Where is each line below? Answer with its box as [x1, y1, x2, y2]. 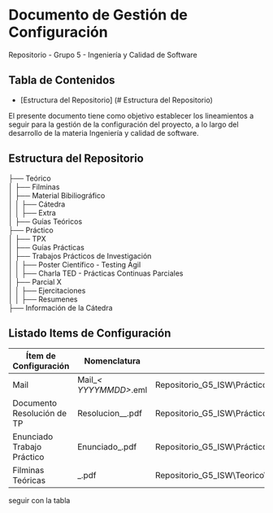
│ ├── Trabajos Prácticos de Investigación [8, 250, 152, 261]
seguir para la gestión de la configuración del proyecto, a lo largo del [8, 120, 239, 129]
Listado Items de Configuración [8, 326, 171, 340]
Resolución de [12, 408, 67, 420]
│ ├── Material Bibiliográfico [8, 190, 106, 200]
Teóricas [12, 475, 46, 486]
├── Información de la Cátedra [8, 302, 113, 312]
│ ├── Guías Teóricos [8, 216, 83, 226]
